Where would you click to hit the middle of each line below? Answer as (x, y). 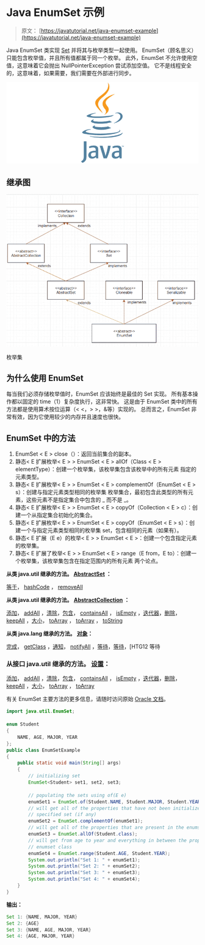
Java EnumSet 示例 (56, 13)
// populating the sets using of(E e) (77, 795)
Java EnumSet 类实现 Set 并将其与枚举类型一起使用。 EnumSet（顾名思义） (102, 50)
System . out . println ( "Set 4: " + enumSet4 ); (84, 879)
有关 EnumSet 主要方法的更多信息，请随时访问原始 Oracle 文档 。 (88, 699)
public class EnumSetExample (43, 750)
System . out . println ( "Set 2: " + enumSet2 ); (84, 866)
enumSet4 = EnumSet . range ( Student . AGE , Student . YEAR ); (99, 853)
